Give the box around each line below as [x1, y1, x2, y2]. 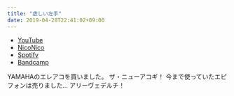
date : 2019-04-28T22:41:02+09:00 [7, 17, 105, 24]
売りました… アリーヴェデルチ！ [31, 81, 125, 89]
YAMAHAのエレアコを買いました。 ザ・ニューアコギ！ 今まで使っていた [7, 72, 215, 81]
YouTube [17, 35, 43, 44]
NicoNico [17, 43, 45, 51]
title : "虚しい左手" [7, 10, 62, 17]
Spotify [17, 50, 39, 59]
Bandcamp [17, 58, 49, 66]
